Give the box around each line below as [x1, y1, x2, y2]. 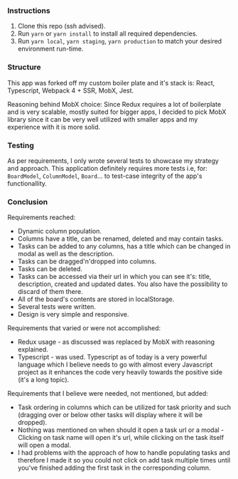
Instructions [7, 6, 51, 16]
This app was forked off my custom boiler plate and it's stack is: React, [7, 78, 215, 87]
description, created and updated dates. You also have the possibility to [17, 280, 228, 288]
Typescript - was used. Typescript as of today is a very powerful [17, 353, 207, 362]
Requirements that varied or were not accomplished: [7, 324, 161, 332]
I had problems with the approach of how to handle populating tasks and [17, 448, 231, 457]
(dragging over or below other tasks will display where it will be [17, 411, 203, 419]
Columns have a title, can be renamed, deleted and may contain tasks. [17, 234, 224, 243]
